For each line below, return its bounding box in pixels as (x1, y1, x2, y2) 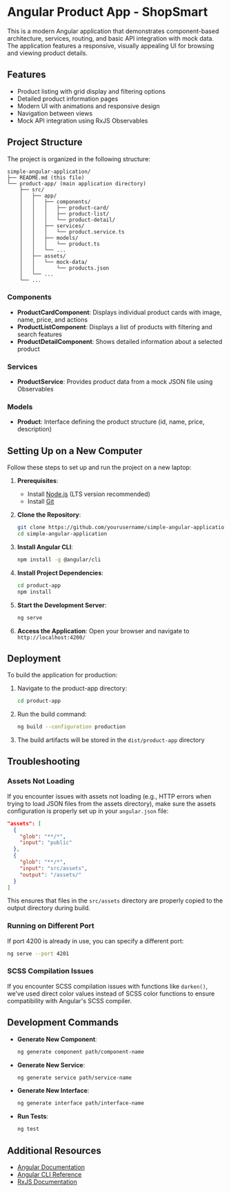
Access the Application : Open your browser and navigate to (17, 626, 190, 635)
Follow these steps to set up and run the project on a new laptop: (7, 463, 192, 472)
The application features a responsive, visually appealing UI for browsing (7, 41, 214, 50)
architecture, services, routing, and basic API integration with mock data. (7, 34, 214, 42)
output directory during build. (7, 904, 91, 912)
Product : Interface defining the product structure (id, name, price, (17, 418, 205, 426)
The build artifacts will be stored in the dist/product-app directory (17, 736, 205, 744)
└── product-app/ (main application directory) (7, 180, 147, 187)
